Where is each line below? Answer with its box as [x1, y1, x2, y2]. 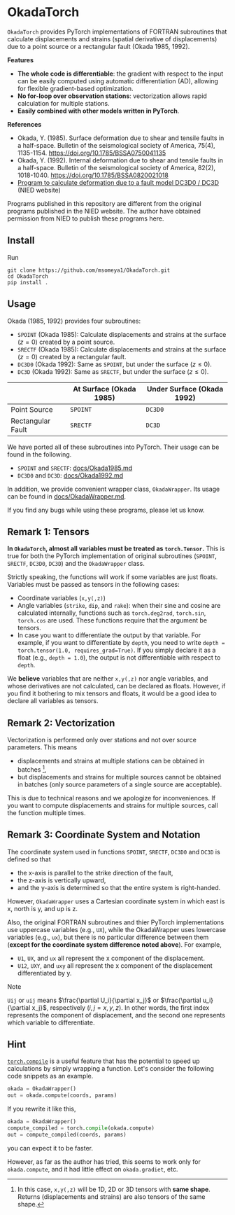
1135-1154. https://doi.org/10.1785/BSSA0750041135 [17, 148, 166, 157]
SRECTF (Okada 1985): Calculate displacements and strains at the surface [17, 345, 227, 354]
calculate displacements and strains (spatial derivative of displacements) [7, 34, 218, 43]
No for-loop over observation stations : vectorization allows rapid [17, 92, 208, 100]
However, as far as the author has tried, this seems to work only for [7, 1157, 201, 1166]
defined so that [7, 855, 51, 863]
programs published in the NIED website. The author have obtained [7, 207, 201, 215]
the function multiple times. [7, 808, 86, 817]
